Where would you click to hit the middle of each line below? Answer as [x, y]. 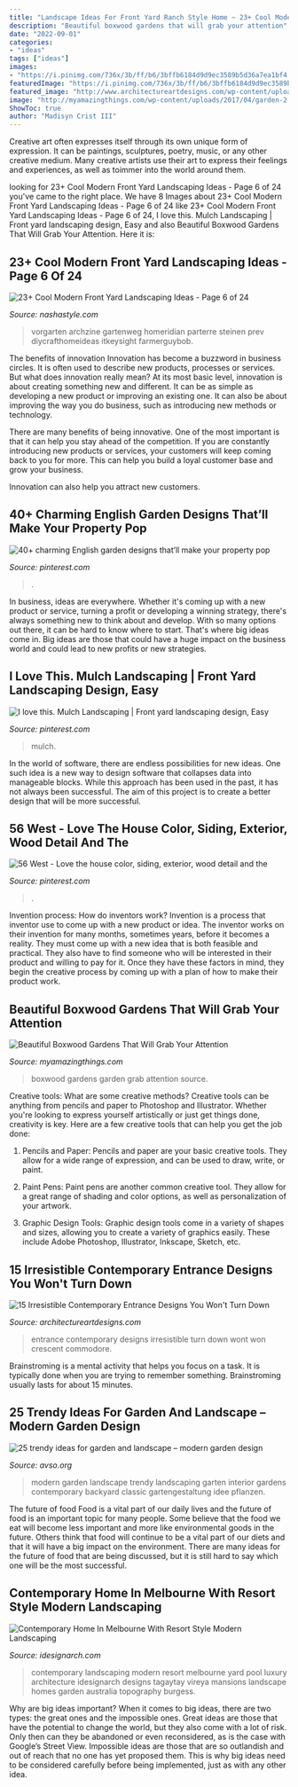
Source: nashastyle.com [54, 314]
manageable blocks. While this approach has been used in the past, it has [144, 782]
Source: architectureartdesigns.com [75, 1322]
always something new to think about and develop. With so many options [143, 620]
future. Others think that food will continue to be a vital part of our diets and [147, 1537]
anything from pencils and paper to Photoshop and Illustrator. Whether [138, 1106]
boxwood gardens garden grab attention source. [119, 1079]
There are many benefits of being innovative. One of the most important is [145, 432]
